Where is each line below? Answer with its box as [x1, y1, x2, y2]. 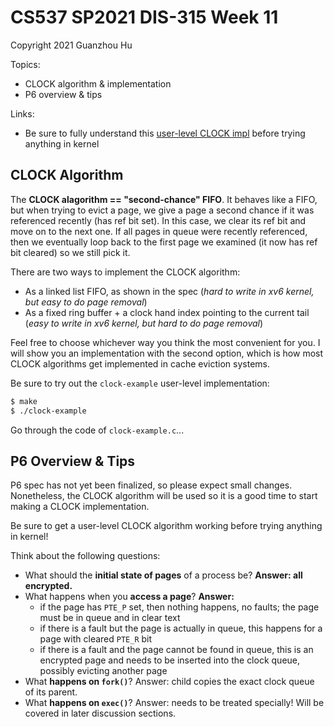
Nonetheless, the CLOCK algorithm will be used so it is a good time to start [10, 490, 318, 502]
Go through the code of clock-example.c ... [10, 424, 185, 436]
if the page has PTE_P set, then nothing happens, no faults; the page [39, 601, 320, 613]
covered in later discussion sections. [24, 707, 177, 720]
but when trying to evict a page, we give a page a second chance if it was [10, 204, 315, 216]
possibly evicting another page [39, 665, 168, 677]
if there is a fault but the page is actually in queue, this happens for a [39, 622, 323, 635]
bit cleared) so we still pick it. [10, 246, 131, 258]
